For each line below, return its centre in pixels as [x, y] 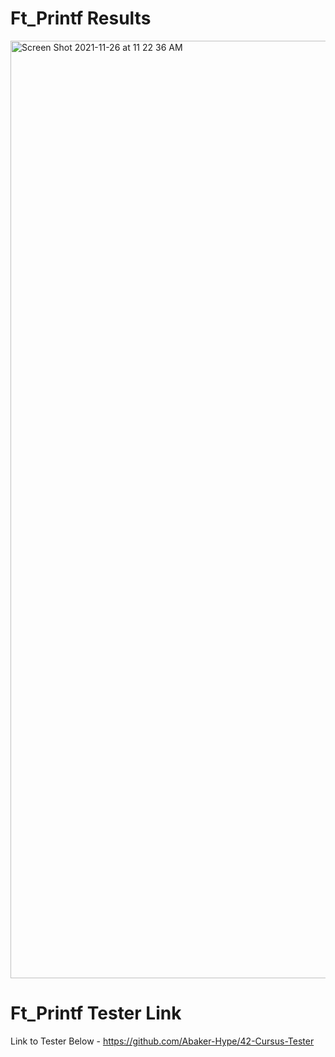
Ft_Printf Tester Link [96, 1013]
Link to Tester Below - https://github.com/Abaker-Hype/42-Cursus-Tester [162, 1041]
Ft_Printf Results [81, 18]
